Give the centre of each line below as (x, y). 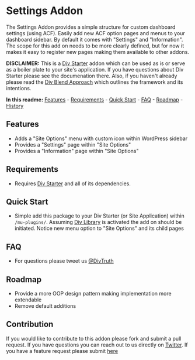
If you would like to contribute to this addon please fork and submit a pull (94, 338)
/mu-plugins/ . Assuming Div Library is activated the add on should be (98, 222)
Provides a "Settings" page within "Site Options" (73, 144)
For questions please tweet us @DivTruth (64, 261)
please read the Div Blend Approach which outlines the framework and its (95, 82)
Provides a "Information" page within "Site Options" (76, 151)
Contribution (30, 325)
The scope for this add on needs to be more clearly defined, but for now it (95, 46)
